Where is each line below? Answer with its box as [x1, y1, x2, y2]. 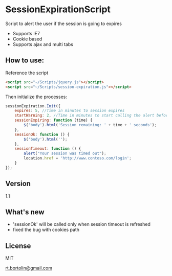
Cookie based [12, 36, 42, 42]
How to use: [5, 56, 45, 65]
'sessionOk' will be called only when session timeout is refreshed [12, 221, 151, 227]
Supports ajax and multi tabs [12, 41, 73, 47]
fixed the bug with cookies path [12, 226, 80, 233]
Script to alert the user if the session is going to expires [5, 20, 122, 27]
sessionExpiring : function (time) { [14, 118, 93, 123]
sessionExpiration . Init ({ [5, 103, 60, 108]
